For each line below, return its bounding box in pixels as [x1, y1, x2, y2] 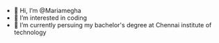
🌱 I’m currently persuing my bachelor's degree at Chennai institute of [13, 21, 212, 29]
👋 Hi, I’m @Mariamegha [13, 7, 81, 14]
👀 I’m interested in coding [13, 14, 88, 22]
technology [13, 28, 47, 36]
